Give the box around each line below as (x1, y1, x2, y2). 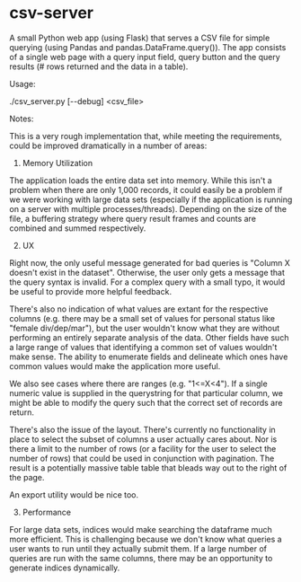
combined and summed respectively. (9, 223, 146, 234)
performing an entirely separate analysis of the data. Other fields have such (9, 331, 289, 343)
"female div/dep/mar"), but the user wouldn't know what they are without (9, 322, 280, 333)
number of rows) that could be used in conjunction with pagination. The (9, 453, 275, 463)
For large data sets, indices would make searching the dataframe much (9, 524, 272, 534)
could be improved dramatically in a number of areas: (9, 140, 208, 151)
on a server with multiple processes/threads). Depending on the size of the (9, 203, 288, 214)
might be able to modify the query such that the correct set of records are (9, 397, 283, 408)
